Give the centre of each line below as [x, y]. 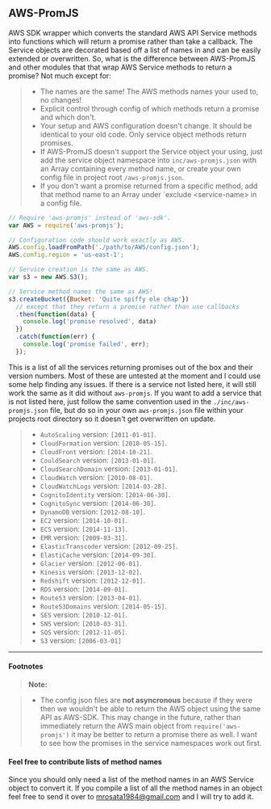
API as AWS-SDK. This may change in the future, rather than [140, 718]
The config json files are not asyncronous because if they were [146, 700]
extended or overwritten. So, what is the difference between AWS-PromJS [132, 58]
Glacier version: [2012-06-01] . [91, 563]
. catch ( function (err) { [55, 337]
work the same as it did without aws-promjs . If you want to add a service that [135, 393]
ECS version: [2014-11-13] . [83, 529]
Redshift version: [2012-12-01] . [93, 580]
